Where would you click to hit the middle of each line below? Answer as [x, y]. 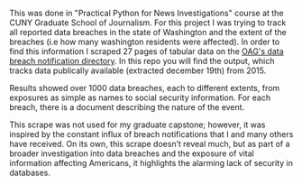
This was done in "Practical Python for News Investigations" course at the [146, 13]
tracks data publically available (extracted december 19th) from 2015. [138, 70]
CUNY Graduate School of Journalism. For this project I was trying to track [148, 23]
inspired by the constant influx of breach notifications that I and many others [151, 134]
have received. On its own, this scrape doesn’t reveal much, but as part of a [150, 144]
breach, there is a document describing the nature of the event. [127, 107]
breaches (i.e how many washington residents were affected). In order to [145, 42]
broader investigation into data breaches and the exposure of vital [132, 153]
